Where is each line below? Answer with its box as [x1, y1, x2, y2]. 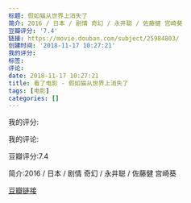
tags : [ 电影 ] [8, 86, 50, 95]
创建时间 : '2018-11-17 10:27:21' [8, 42, 116, 50]
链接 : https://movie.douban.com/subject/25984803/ [8, 34, 180, 43]
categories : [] [8, 94, 60, 102]
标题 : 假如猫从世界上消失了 [8, 11, 89, 20]
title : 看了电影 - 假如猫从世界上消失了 [8, 79, 129, 87]
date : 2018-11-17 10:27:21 [8, 72, 99, 80]
